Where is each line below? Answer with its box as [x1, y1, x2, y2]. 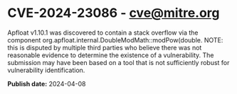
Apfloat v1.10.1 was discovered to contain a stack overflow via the [7, 28, 199, 37]
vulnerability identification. [7, 66, 85, 74]
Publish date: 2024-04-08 [7, 79, 86, 88]
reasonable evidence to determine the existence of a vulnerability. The [7, 51, 214, 59]
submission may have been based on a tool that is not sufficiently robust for [7, 58, 230, 66]
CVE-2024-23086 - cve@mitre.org [7, 5, 220, 21]
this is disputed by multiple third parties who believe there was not [7, 43, 202, 52]
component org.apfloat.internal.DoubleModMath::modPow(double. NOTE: [7, 35, 223, 44]
